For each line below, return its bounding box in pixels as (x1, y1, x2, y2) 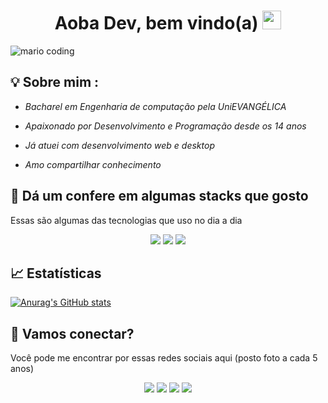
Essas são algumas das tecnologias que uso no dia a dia (10, 214, 243, 226)
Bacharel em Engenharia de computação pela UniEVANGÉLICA (24, 100, 287, 112)
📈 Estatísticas (10, 265, 102, 282)
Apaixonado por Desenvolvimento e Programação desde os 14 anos (24, 120, 307, 132)
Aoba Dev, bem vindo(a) (54, 12, 259, 35)
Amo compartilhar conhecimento (24, 158, 162, 170)
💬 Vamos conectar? (10, 325, 135, 342)
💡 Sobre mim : (10, 74, 100, 91)
